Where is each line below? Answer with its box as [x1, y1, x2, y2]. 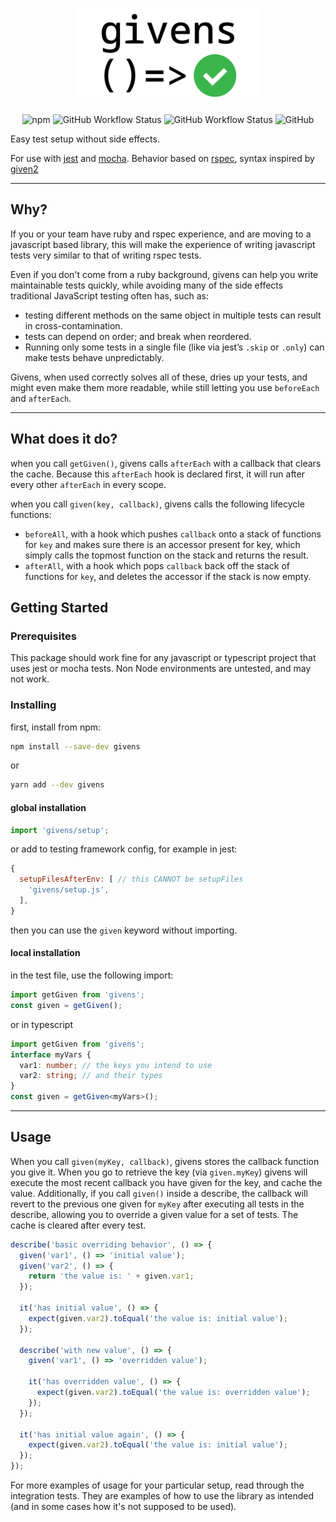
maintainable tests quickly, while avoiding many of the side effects [10, 279, 284, 291]
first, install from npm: [10, 721, 102, 733]
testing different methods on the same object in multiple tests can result [24, 309, 322, 321]
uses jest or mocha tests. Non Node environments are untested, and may [10, 663, 312, 675]
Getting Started [10, 599, 109, 617]
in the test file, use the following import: [10, 969, 174, 982]
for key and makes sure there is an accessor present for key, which [24, 538, 301, 550]
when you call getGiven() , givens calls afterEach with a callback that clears [10, 457, 322, 469]
